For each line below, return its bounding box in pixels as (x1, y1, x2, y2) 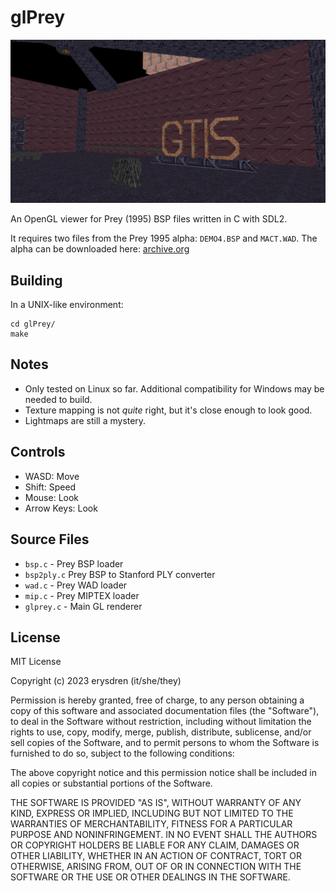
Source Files (10, 531, 90, 548)
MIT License (10, 656, 62, 668)
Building (10, 272, 63, 289)
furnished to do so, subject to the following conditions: (10, 747, 235, 760)
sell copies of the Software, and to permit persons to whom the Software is (10, 737, 320, 749)
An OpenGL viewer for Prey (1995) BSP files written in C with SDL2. (10, 213, 288, 225)
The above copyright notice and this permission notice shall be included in (10, 767, 317, 779)
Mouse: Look (24, 491, 80, 503)
